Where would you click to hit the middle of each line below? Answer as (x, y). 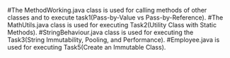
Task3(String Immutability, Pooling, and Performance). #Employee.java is (114, 40)
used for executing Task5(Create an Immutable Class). (87, 47)
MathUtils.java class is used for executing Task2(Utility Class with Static (112, 25)
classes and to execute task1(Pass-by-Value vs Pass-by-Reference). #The (115, 17)
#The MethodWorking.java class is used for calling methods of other (107, 10)
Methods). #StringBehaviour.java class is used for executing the (100, 32)
